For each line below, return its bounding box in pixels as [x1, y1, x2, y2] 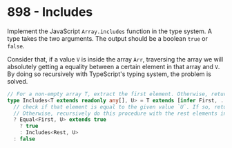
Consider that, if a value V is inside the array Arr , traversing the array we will [7, 55, 224, 63]
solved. [7, 77, 28, 85]
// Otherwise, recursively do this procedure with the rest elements [13, 110, 217, 117]
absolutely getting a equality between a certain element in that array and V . [7, 62, 220, 71]
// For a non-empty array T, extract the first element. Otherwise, [7, 91, 209, 98]
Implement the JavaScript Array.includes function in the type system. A [7, 27, 213, 35]
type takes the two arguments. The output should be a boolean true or [7, 34, 209, 42]
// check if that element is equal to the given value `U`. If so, [13, 103, 212, 111]
